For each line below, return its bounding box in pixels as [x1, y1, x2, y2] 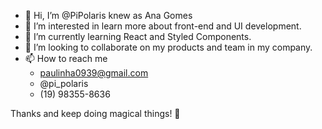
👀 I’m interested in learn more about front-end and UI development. [24, 20, 302, 32]
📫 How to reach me [24, 53, 108, 64]
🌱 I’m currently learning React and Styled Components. [24, 31, 252, 42]
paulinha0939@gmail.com [39, 67, 149, 79]
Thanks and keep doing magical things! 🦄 [10, 108, 181, 119]
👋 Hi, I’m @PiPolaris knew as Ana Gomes [24, 10, 193, 21]
